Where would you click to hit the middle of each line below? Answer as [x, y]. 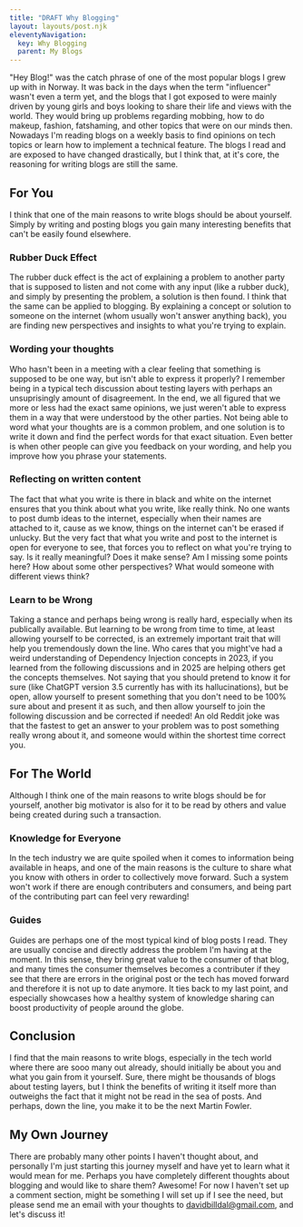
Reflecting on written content [75, 480]
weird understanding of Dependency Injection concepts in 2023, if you [142, 658]
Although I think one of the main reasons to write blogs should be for [138, 795]
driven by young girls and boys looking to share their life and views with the [151, 106]
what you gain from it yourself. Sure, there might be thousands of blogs [143, 1077]
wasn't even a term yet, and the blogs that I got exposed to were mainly [143, 97]
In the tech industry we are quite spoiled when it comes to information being [152, 858]
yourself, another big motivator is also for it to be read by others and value [148, 805]
